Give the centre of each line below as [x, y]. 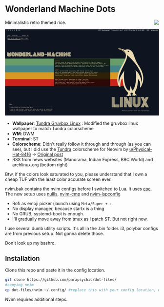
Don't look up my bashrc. [31, 243]
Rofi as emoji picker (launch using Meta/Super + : [62, 204]
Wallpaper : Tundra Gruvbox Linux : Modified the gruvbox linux [75, 123]
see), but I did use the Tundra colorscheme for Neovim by [70, 149]
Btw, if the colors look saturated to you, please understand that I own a [76, 174]
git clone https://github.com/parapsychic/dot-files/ [61, 280]
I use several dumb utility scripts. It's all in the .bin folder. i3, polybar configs [82, 229]
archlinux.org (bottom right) [40, 165]
